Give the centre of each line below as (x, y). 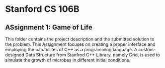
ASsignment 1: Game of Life (49, 27)
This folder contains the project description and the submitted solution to (80, 39)
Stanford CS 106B (42, 9)
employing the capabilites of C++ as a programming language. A (71, 50)
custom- (147, 50)
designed (15, 55)
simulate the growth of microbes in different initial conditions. (68, 60)
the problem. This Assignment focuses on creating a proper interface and (80, 44)
